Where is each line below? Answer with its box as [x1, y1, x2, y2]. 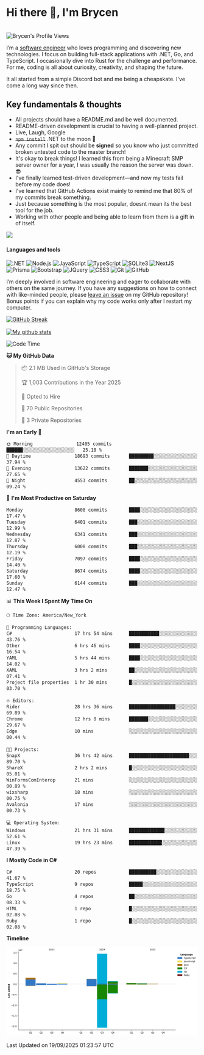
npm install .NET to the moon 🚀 [15, 135, 96, 142]
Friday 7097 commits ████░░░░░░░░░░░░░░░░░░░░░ [6, 556, 198, 562]
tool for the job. [15, 206, 54, 214]
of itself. [15, 219, 36, 227]
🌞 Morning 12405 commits [6, 441, 112, 447]
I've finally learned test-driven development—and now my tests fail [15, 174, 184, 181]
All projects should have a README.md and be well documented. [15, 115, 178, 123]
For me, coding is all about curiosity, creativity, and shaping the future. [6, 63, 184, 71]
